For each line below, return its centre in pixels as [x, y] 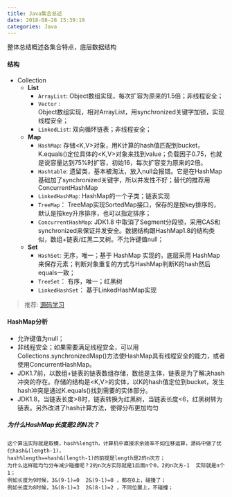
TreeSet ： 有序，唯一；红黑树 [80, 281]
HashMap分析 [28, 322]
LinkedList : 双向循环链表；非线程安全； [95, 129]
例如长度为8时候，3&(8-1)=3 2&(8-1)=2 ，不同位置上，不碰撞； [90, 487]
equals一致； [57, 272]
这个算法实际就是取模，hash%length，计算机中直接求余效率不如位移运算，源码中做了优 [114, 443]
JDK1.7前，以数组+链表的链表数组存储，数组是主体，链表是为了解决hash [121, 373]
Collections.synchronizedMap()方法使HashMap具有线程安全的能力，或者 [121, 356]
